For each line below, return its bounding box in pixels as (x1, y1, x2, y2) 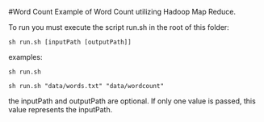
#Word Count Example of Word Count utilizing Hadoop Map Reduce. (8, 7, 237, 16)
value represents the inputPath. (8, 105, 113, 114)
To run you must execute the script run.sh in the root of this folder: (8, 23, 230, 32)
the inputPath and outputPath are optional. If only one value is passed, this (8, 96, 256, 106)
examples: (8, 53, 43, 61)
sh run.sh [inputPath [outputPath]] (8, 38, 132, 46)
